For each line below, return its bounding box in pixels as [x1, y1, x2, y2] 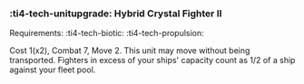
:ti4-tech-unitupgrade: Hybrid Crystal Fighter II [9, 7, 222, 20]
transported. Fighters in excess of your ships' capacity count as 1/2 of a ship [9, 55, 296, 66]
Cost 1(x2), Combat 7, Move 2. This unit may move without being [9, 45, 250, 56]
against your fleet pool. [9, 64, 96, 75]
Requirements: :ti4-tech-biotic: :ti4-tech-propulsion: [9, 28, 204, 39]
